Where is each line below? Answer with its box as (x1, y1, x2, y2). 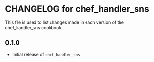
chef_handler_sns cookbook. (5, 24, 63, 30)
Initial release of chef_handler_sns (12, 51, 80, 57)
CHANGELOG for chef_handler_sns (5, 3, 150, 15)
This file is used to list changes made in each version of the (5, 19, 124, 25)
